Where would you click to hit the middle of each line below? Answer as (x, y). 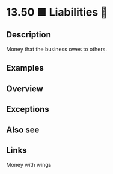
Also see (23, 130)
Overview (25, 89)
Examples (25, 68)
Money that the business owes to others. (56, 49)
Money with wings (29, 165)
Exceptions (28, 109)
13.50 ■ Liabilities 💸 (57, 12)
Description (29, 35)
